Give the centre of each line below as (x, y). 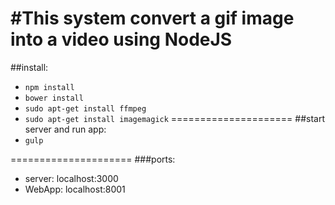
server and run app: (65, 129)
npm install (49, 87)
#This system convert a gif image (152, 18)
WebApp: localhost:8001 (75, 189)
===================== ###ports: (93, 159)
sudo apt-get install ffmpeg (85, 108)
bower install (54, 98)
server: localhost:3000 (71, 178)
